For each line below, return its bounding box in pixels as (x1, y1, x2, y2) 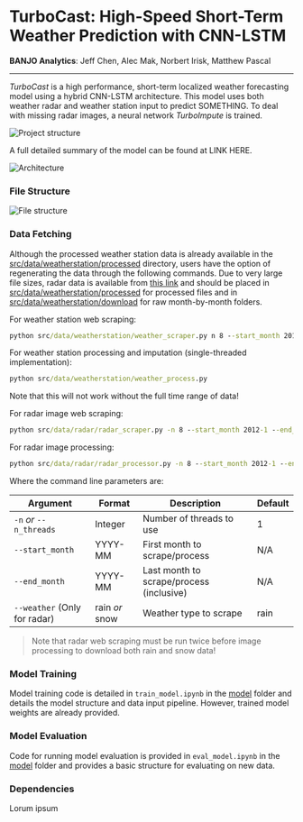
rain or (94, 601, 124, 614)
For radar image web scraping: (9, 408, 124, 419)
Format (98, 498, 131, 510)
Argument (27, 498, 72, 510)
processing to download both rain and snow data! (31, 645, 216, 656)
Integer (94, 518, 126, 531)
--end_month (14, 577, 66, 587)
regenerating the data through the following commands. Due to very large (9, 268, 283, 279)
